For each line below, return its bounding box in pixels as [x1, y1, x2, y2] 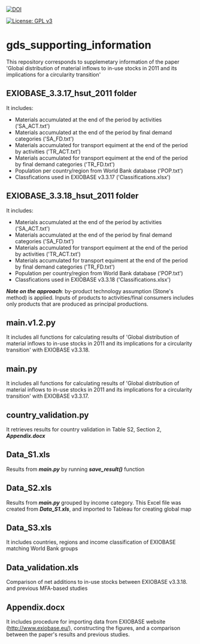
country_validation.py [6, 410, 89, 420]
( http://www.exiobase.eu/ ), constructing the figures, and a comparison [6, 625, 181, 632]
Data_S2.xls [6, 483, 52, 493]
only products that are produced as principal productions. [6, 300, 149, 308]
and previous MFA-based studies [6, 585, 88, 592]
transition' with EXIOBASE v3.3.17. [6, 392, 89, 399]
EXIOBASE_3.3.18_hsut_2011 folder [6, 191, 139, 201]
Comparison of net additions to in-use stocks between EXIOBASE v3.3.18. [6, 579, 187, 586]
